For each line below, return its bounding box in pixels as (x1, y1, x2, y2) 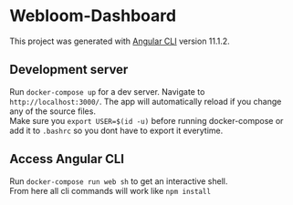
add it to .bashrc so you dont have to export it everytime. (9, 125, 224, 136)
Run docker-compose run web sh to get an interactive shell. (9, 175, 228, 187)
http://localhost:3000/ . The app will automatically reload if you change (9, 96, 282, 107)
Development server (9, 62, 129, 77)
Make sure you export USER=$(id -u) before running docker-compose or (9, 115, 284, 126)
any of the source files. (9, 106, 96, 117)
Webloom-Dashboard (9, 5, 176, 26)
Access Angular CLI (9, 151, 125, 167)
